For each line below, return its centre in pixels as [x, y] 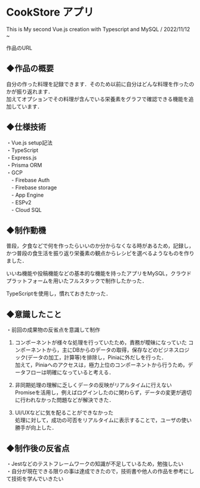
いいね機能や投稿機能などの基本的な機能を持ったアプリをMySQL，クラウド [99, 274]
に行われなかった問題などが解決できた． [64, 400]
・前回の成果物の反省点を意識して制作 [53, 330]
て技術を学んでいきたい [35, 479]
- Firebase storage [34, 187]
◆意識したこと [34, 314]
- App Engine [27, 195]
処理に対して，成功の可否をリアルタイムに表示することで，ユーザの [98, 420]
